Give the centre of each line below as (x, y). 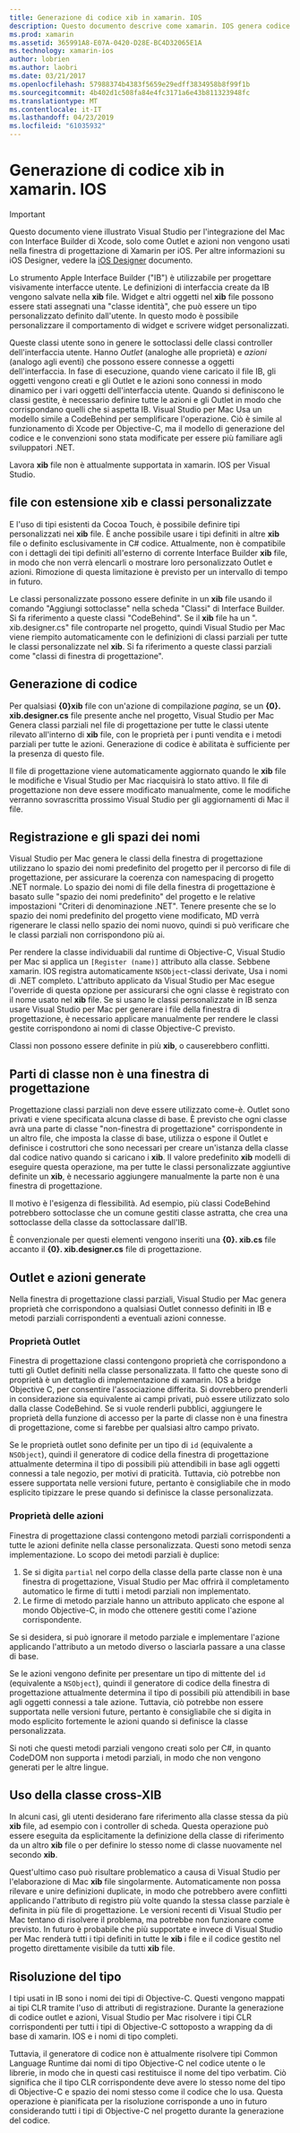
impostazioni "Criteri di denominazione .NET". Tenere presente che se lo (143, 906)
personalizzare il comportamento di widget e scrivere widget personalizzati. (149, 325)
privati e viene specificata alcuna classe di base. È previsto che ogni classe (148, 1119)
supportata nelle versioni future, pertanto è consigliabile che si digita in (140, 1711)
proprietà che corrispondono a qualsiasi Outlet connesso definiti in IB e (140, 1309)
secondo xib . (34, 1855)
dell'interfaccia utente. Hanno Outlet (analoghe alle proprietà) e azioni (138, 352)
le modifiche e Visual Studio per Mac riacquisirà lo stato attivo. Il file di (139, 780)
